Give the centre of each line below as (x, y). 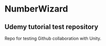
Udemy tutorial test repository (52, 27)
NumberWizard (36, 9)
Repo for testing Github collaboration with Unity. (53, 38)
